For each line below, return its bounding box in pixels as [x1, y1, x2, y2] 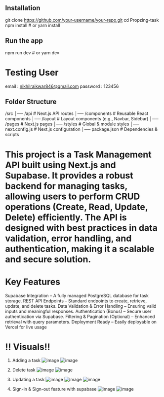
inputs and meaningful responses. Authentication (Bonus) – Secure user [5, 308, 152, 314]
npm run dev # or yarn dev [5, 49, 60, 56]
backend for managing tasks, [5, 180, 127, 191]
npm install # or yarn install [5, 22, 60, 28]
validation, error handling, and [5, 233, 132, 244]
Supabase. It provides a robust [5, 170, 133, 181]
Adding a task [12, 358, 41, 363]
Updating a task [12, 377, 45, 383]
